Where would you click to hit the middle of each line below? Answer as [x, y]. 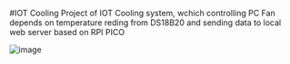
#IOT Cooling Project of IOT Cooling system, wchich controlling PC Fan [142, 13]
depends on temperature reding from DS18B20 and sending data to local [145, 23]
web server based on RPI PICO [67, 32]
